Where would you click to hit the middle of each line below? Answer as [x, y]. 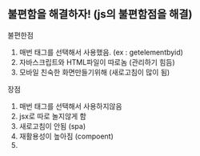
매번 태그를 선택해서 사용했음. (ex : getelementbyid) [101, 52]
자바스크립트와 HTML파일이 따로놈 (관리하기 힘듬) [97, 62]
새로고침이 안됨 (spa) [52, 126]
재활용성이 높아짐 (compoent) [66, 136]
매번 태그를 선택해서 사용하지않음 [70, 106]
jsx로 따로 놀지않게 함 [53, 116]
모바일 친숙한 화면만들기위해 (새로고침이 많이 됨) [94, 72]
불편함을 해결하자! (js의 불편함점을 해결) [100, 14]
